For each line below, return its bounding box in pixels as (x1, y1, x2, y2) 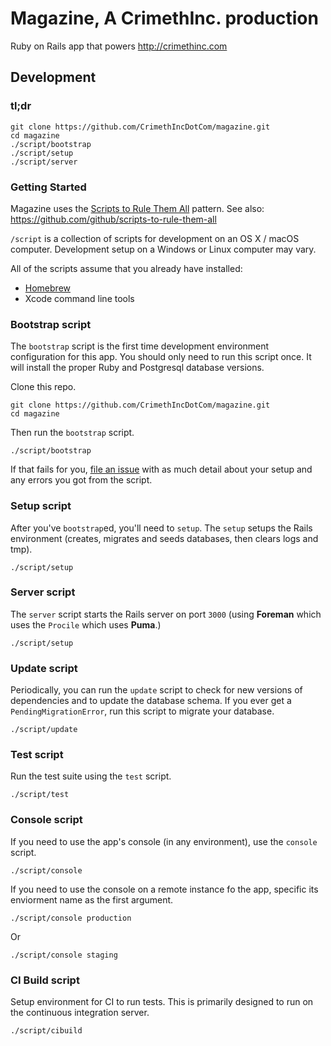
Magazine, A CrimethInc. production (10, 7, 319, 30)
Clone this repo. (10, 381, 77, 393)
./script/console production (10, 913, 132, 923)
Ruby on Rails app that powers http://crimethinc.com (10, 40, 228, 52)
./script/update (10, 725, 78, 735)
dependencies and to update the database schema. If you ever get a (10, 695, 292, 707)
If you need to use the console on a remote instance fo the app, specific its (10, 883, 319, 895)
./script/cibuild (10, 1026, 83, 1036)
